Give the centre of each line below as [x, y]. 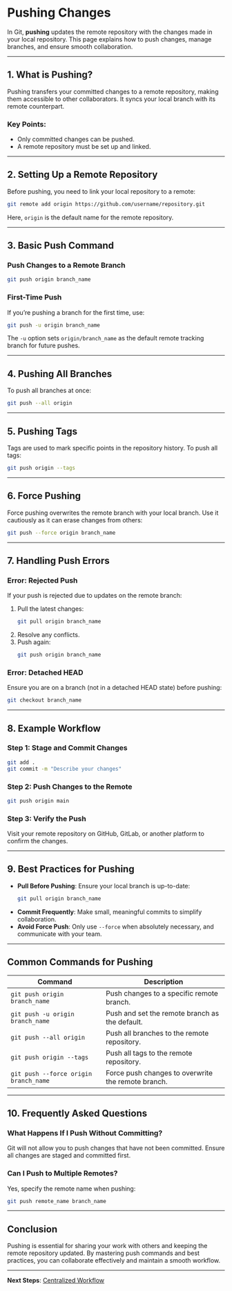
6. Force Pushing [44, 496]
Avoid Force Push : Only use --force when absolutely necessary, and [115, 926]
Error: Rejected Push [42, 580]
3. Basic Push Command [61, 246]
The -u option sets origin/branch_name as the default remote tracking [106, 338]
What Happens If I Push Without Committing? [85, 1133]
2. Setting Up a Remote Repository [83, 175]
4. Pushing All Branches [60, 374]
